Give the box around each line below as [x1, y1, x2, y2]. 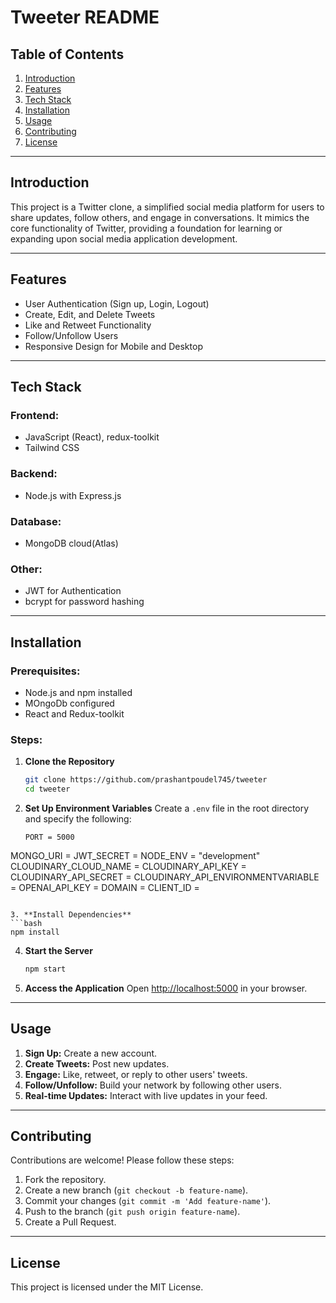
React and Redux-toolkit [24, 707, 125, 720]
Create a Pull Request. [24, 1216, 117, 1228]
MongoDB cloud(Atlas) [24, 537, 119, 549]
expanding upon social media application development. [10, 232, 238, 245]
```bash [10, 918, 43, 928]
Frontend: [10, 408, 60, 422]
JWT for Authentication [24, 585, 122, 597]
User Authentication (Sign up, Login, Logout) [24, 297, 210, 310]
